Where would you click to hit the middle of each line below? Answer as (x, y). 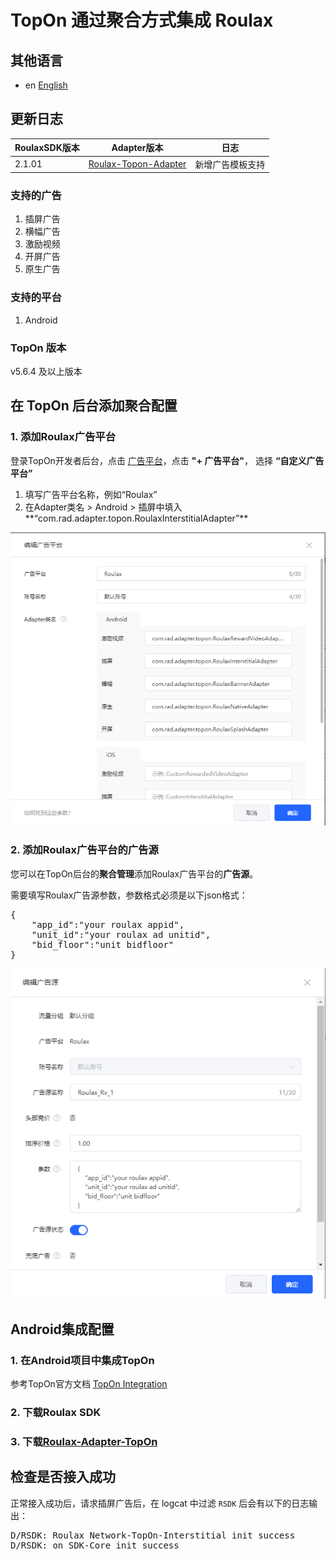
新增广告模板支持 (230, 164)
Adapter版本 (137, 148)
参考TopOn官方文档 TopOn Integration (89, 1383)
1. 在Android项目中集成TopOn (82, 1360)
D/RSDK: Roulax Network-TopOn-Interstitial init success (153, 1535)
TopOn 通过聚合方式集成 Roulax (142, 20)
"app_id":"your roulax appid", (108, 924)
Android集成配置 (62, 1329)
